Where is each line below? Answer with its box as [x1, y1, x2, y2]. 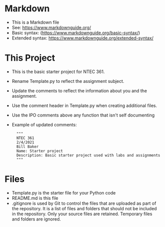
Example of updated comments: [11, 121, 77, 127]
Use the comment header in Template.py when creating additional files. [11, 102, 158, 109]
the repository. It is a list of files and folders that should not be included [11, 205, 157, 211]
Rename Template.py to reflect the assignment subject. [11, 78, 124, 84]
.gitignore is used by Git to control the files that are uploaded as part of [11, 200, 157, 206]
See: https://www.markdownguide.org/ [11, 24, 91, 30]
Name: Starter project [16, 149, 63, 153]
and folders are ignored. [11, 216, 61, 222]
